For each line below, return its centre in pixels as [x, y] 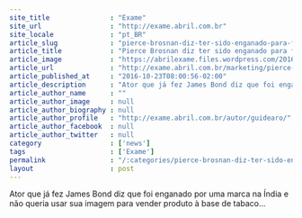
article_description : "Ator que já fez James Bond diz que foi [142, 85]
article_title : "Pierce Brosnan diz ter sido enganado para [148, 51]
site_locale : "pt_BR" [78, 34]
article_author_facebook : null [72, 127]
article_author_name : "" [68, 93]
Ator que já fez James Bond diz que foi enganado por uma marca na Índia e [149, 194]
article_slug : [62, 43]
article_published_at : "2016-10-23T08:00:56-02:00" [118, 77]
